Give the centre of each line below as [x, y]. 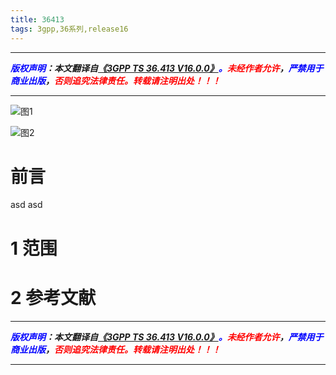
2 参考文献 [53, 297]
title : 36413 [37, 19]
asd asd [26, 205]
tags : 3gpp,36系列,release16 [69, 29]
